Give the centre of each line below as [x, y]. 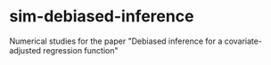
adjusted [25, 50]
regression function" [81, 50]
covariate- [243, 41]
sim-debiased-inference [102, 16]
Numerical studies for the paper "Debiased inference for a [116, 41]
